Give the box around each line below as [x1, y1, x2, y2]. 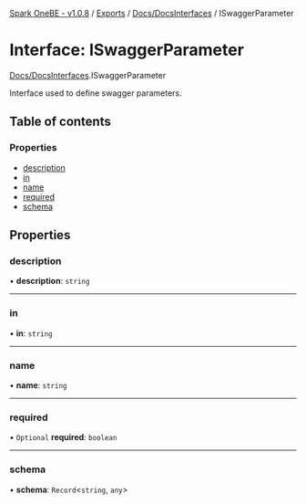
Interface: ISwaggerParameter [9, 40, 244, 60]
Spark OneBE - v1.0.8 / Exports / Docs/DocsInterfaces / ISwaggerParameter [9, 8, 294, 18]
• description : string [9, 276, 90, 287]
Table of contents [9, 114, 111, 130]
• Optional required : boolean [9, 432, 117, 443]
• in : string [9, 328, 53, 339]
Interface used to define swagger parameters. [9, 87, 182, 99]
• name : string [9, 379, 67, 391]
